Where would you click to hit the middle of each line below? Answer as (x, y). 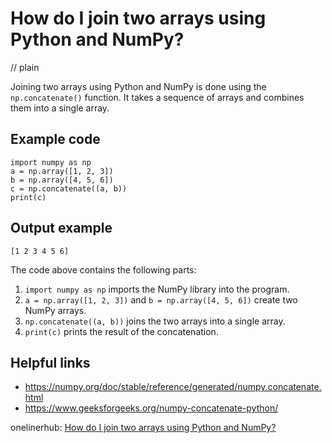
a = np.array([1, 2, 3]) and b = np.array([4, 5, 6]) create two (161, 299)
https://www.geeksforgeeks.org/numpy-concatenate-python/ (151, 408)
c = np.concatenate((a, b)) (69, 188)
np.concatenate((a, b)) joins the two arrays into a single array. (155, 321)
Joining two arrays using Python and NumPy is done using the (138, 86)
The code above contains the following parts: (103, 269)
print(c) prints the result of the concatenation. (121, 331)
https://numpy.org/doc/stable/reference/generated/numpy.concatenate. (173, 387)
